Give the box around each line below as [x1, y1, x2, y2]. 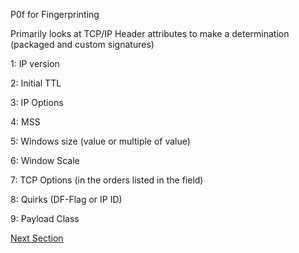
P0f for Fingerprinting [10, 9, 100, 20]
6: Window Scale [10, 155, 80, 166]
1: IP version [10, 58, 60, 69]
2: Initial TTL [10, 77, 62, 89]
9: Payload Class [10, 213, 80, 224]
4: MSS [10, 116, 41, 128]
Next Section [10, 232, 64, 244]
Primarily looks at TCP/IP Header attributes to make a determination [10, 28, 290, 39]
